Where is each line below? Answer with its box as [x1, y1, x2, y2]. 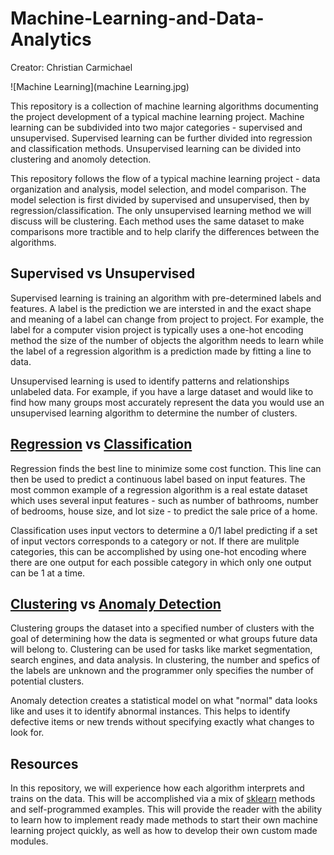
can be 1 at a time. [10, 567, 86, 579]
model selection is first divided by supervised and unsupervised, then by [10, 193, 310, 206]
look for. [10, 727, 45, 739]
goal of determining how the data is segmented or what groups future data [10, 633, 318, 645]
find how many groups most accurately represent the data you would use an [10, 396, 325, 408]
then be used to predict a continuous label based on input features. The [10, 473, 306, 485]
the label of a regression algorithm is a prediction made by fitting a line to [10, 345, 312, 357]
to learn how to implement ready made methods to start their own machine [10, 814, 318, 826]
